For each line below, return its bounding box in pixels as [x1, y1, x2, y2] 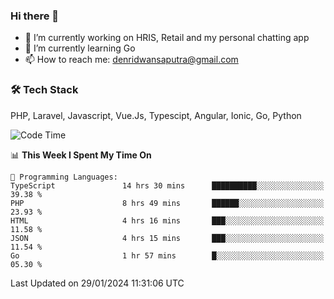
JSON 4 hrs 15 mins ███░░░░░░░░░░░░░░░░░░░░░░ [10, 233, 325, 243]
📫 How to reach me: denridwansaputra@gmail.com [24, 54, 239, 66]
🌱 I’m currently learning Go [24, 42, 136, 54]
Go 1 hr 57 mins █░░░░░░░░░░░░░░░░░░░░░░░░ [10, 250, 325, 261]
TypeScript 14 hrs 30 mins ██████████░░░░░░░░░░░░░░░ [10, 180, 325, 191]
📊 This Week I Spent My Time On [10, 149, 152, 161]
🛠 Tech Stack [10, 83, 79, 97]
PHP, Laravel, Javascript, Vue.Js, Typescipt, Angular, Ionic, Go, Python [10, 109, 302, 121]
